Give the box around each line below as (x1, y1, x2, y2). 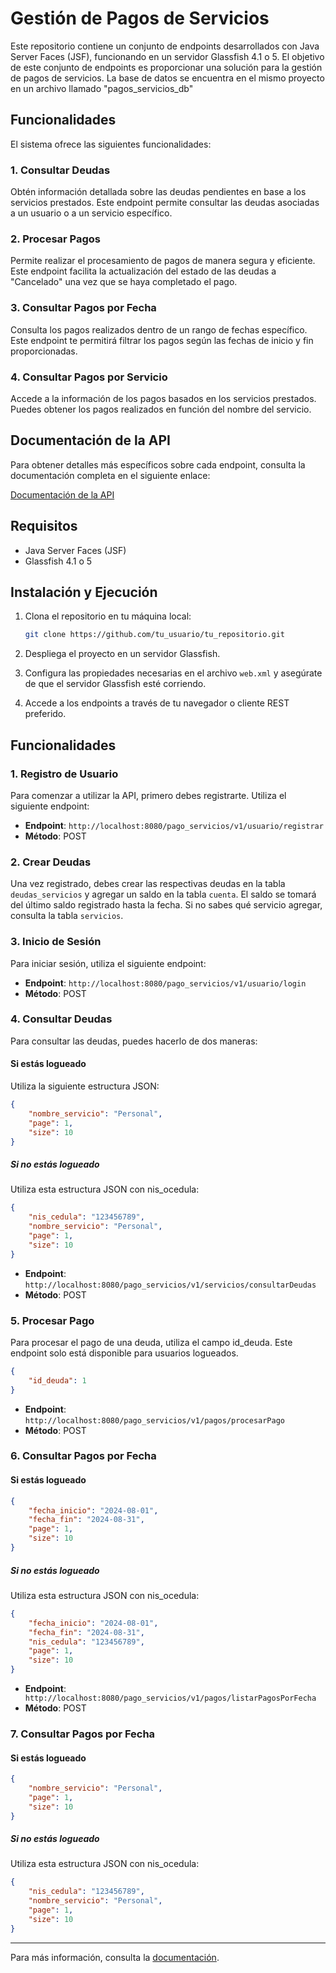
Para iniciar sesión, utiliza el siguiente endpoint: (10, 957, 207, 969)
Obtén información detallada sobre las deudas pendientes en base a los (10, 186, 307, 198)
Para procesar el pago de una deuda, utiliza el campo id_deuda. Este (10, 1336, 293, 1348)
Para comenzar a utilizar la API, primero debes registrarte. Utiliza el (10, 789, 287, 801)
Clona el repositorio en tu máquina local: (24, 610, 192, 622)
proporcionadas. (10, 345, 78, 357)
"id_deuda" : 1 (28, 1375, 87, 1386)
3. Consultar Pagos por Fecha (10, 301, 157, 315)
